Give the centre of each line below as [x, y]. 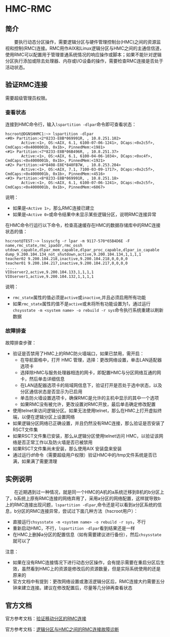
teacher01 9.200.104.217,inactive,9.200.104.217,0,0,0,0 [67, 263]
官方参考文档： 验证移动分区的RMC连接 [46, 619]
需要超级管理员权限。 [27, 98]
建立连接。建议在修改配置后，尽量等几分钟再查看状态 [77, 588]
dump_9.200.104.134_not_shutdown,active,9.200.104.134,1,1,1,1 [73, 255]
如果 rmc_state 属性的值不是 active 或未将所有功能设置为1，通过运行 [81, 304]
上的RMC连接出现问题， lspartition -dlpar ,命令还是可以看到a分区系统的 [81, 505]
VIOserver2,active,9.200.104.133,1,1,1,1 [50, 272]
